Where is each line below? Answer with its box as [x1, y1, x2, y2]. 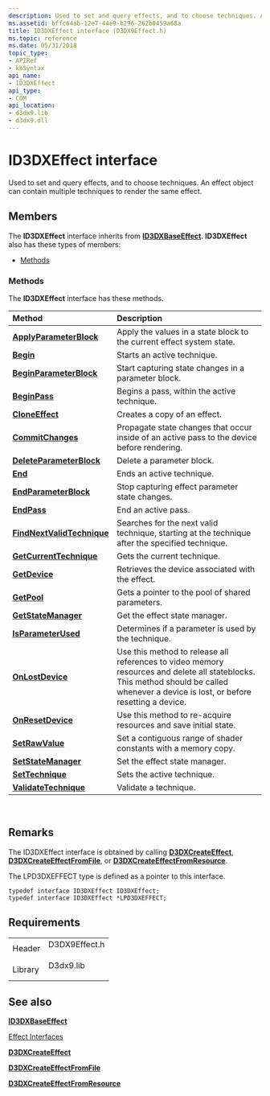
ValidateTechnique [12, 781, 86, 793]
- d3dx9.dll [8, 117, 48, 125]
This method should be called [116, 676, 229, 687]
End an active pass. [116, 504, 190, 515]
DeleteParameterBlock [12, 455, 100, 466]
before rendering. [116, 442, 183, 453]
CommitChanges [12, 431, 79, 443]
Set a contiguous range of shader [116, 732, 243, 744]
